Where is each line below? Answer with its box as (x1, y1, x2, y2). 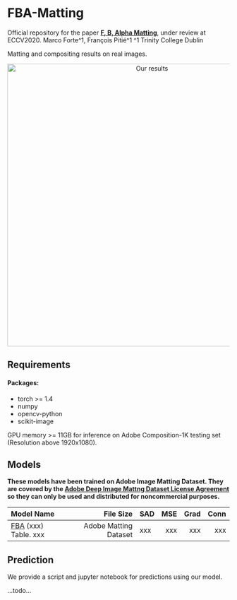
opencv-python (17, 409, 63, 418)
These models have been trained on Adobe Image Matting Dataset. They (7, 477, 224, 486)
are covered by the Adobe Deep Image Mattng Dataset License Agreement (7, 485, 229, 493)
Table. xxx (11, 530, 44, 540)
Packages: (7, 378, 39, 387)
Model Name (11, 509, 55, 519)
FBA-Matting (7, 5, 85, 21)
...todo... (7, 587, 32, 595)
